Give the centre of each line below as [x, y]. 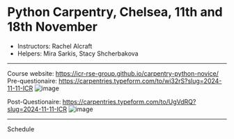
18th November [52, 27]
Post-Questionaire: [34, 101]
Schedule [21, 129]
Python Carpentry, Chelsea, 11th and [115, 12]
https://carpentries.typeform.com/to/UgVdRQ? [129, 101]
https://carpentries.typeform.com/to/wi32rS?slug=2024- [140, 81]
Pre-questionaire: [32, 81]
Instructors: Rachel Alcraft [55, 46]
